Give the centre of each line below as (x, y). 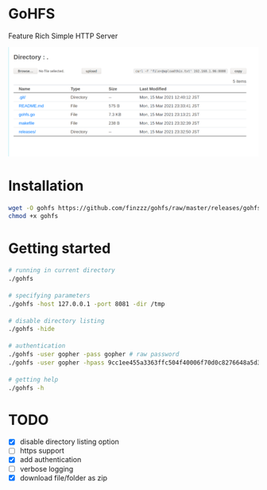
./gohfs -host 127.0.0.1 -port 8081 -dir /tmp (87, 304)
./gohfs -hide (32, 329)
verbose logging (46, 469)
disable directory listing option (69, 441)
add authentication (50, 460)
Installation (46, 186)
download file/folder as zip (64, 477)
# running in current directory (62, 270)
